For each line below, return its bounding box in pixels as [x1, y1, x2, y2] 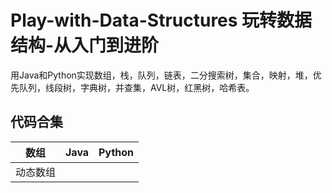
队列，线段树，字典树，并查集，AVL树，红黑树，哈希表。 [18, 81, 255, 93]
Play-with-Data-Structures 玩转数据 [10, 9, 313, 32]
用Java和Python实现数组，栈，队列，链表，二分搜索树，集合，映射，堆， [10, 69, 313, 81]
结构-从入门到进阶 [10, 34, 160, 57]
